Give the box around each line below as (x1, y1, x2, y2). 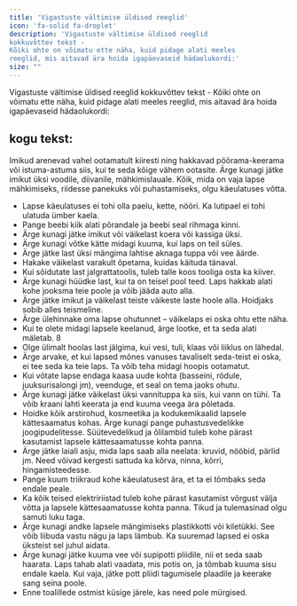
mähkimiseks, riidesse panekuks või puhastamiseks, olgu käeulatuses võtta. (9, 183, 287, 193)
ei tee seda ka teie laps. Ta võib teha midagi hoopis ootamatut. (21, 360, 251, 371)
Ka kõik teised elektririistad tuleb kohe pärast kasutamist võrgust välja (21, 492, 277, 503)
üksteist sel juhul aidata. (21, 539, 111, 550)
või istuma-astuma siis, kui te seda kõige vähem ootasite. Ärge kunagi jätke (9, 164, 284, 175)
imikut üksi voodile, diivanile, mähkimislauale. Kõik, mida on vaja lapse (9, 174, 265, 185)
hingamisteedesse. (21, 464, 91, 475)
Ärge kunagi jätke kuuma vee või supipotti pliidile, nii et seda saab (21, 549, 263, 560)
